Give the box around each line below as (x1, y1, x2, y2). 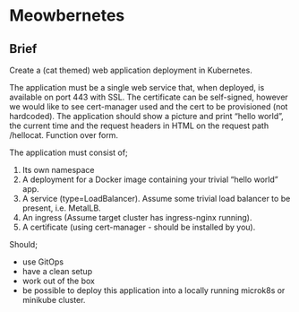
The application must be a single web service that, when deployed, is (9, 82, 265, 92)
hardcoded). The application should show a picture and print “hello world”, (9, 111, 284, 121)
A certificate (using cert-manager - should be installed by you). (21, 221, 256, 232)
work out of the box (21, 275, 96, 286)
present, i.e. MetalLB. (21, 203, 101, 213)
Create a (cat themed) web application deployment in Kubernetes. (9, 65, 252, 75)
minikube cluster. (21, 295, 86, 305)
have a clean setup (21, 266, 92, 276)
